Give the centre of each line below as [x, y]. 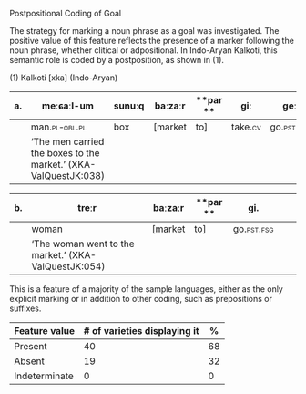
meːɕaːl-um [67, 106]
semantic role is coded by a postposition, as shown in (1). [117, 60]
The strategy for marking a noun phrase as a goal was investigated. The [144, 31]
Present [31, 346]
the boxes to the [65, 153]
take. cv [246, 127]
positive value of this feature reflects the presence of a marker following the [152, 41]
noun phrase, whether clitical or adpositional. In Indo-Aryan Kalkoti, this [143, 50]
